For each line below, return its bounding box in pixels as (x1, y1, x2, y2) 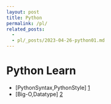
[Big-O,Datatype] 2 (15, 90, 63, 98)
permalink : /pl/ (6, 20, 48, 26)
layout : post (6, 9, 40, 15)
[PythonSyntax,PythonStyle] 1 (15, 84, 90, 91)
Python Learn (6, 64, 76, 78)
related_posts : (6, 26, 45, 32)
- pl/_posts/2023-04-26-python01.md (12, 37, 105, 43)
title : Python (6, 15, 43, 21)
